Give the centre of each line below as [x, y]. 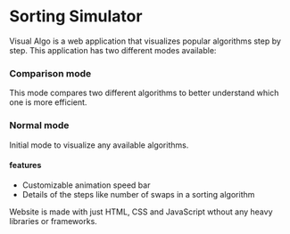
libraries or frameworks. [54, 221]
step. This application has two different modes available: [113, 50]
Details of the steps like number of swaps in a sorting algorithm [138, 194]
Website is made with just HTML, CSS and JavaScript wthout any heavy [141, 212]
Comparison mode [50, 73]
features [25, 165]
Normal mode [39, 125]
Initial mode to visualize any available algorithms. [99, 145]
